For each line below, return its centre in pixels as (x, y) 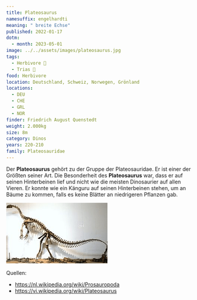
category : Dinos (26, 139)
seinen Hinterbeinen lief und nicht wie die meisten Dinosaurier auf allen (94, 182)
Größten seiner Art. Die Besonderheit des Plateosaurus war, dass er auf (95, 175)
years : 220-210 (25, 145)
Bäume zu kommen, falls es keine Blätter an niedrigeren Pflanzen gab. (92, 194)
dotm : (13, 38)
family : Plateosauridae (36, 151)
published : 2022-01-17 (34, 32)
